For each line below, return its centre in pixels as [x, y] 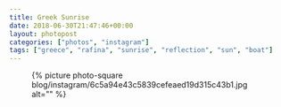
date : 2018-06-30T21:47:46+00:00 [71, 26]
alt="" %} [49, 95]
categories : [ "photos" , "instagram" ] [79, 42]
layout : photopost [43, 34]
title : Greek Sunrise [50, 17]
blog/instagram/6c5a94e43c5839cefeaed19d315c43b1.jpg [140, 85]
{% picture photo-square [77, 75]
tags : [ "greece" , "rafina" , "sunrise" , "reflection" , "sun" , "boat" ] [141, 50]
